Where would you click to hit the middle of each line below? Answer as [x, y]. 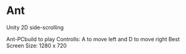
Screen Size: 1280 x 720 [37, 46]
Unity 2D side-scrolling [35, 27]
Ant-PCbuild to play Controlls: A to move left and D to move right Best [93, 39]
